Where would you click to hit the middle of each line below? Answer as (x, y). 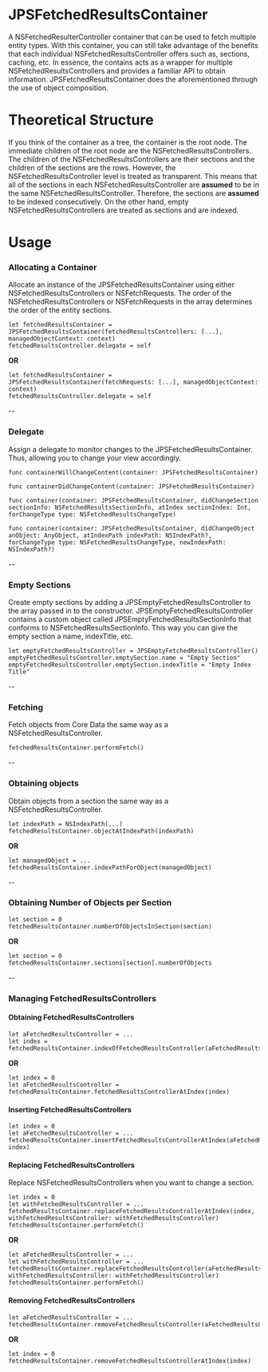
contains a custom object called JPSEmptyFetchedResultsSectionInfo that (130, 619)
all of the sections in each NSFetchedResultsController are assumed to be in (134, 185)
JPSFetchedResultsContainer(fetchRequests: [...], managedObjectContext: (134, 382)
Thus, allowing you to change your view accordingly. (95, 458)
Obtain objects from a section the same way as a (89, 801)
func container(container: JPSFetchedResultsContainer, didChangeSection (134, 500)
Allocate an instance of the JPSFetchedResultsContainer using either (122, 284)
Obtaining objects (44, 783)
